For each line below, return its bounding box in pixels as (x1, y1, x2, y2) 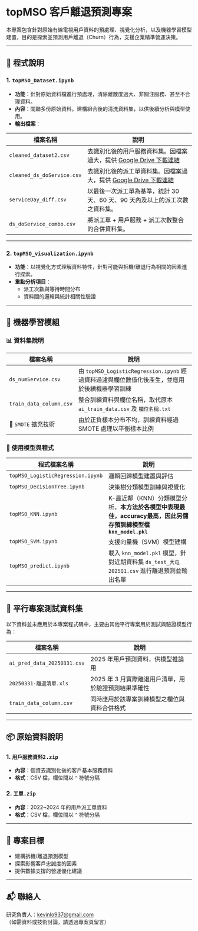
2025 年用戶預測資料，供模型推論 (90, 655, 184, 663)
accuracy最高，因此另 (120, 511, 183, 520)
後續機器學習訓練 (84, 384, 131, 392)
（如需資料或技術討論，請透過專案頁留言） (6, 919, 110, 926)
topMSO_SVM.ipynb (9, 538, 58, 545)
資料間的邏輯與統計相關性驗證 (23, 292, 96, 299)
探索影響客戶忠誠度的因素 (14, 859, 77, 867)
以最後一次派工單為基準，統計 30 (87, 187, 180, 195)
